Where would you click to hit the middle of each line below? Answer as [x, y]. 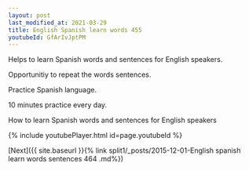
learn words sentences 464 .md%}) [66, 159]
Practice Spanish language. [52, 90]
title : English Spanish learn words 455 [75, 30]
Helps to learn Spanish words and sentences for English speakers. [115, 60]
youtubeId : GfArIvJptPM [47, 37]
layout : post [29, 15]
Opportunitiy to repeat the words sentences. [80, 74]
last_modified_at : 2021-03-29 [58, 23]
